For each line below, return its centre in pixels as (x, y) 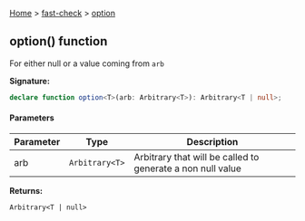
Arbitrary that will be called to (197, 157)
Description (212, 141)
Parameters (32, 118)
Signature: (30, 81)
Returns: (26, 190)
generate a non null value (188, 168)
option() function (59, 41)
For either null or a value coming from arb (87, 63)
